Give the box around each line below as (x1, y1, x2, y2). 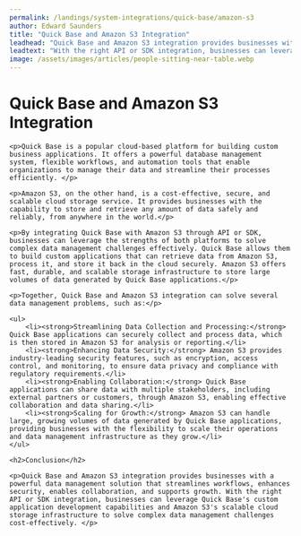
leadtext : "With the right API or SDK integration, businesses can (9, 47, 267, 56)
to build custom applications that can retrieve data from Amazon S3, (9, 252, 279, 261)
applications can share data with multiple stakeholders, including (9, 385, 271, 394)
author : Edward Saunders (9, 22, 102, 30)
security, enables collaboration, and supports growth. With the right (9, 487, 282, 496)
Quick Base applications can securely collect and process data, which (9, 330, 282, 339)
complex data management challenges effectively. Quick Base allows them (9, 244, 291, 253)
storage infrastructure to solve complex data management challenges (9, 510, 275, 520)
